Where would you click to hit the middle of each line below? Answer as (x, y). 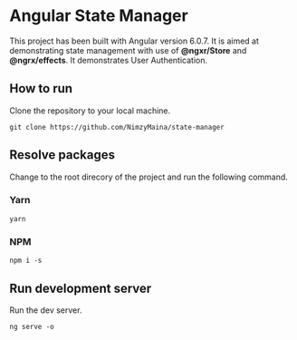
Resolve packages (62, 155)
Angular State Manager (99, 16)
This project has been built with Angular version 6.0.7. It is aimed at (134, 41)
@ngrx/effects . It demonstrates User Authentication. (109, 60)
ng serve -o (32, 326)
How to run (41, 88)
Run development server (81, 288)
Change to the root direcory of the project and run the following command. (148, 177)
